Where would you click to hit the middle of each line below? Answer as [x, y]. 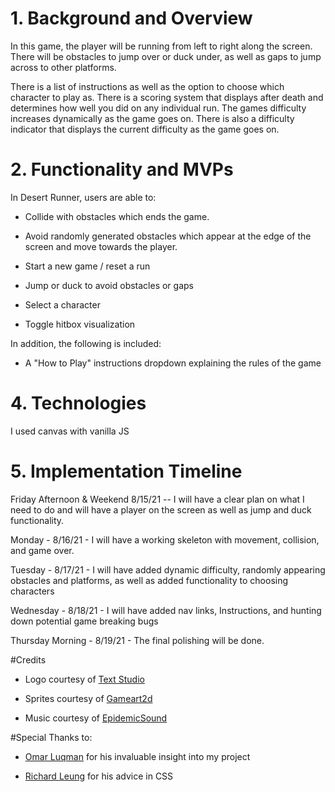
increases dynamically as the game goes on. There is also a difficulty [152, 118]
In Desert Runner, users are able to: [83, 197]
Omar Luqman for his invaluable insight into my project [137, 756]
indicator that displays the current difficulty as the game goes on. [145, 129]
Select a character [62, 304]
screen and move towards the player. [101, 246]
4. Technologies [78, 403]
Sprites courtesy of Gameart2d [88, 698]
